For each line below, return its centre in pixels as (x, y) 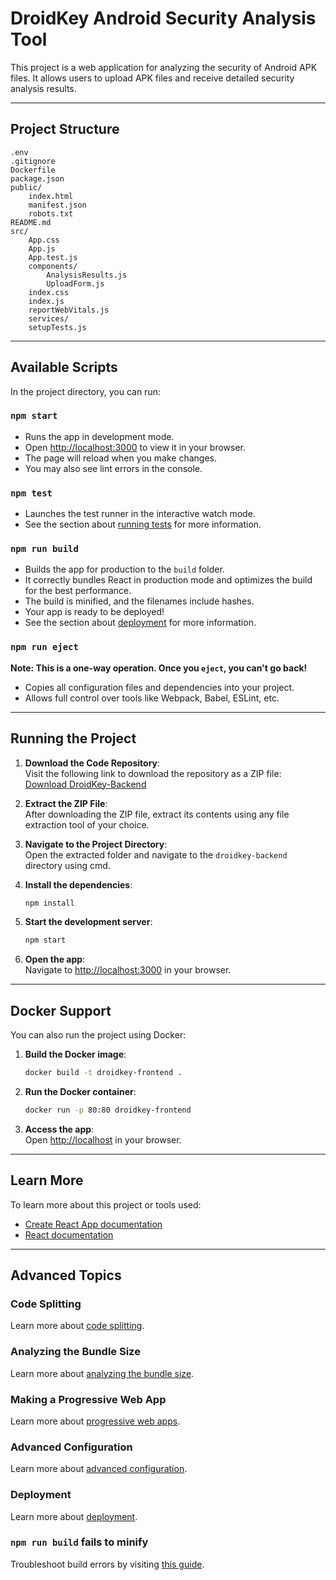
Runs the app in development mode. (99, 436)
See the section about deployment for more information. (140, 623)
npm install (49, 903)
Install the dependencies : (78, 884)
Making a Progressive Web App (88, 1399)
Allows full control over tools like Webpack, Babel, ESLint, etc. (152, 698)
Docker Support (61, 1010)
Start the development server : (88, 922)
